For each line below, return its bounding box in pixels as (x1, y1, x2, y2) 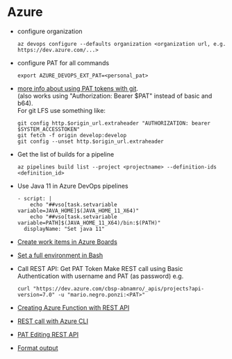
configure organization (17, 27, 83, 35)
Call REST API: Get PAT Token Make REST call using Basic (17, 264, 183, 272)
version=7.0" (17, 291, 56, 298)
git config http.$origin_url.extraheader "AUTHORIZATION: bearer (17, 119, 210, 127)
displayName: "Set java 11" (24, 225, 106, 232)
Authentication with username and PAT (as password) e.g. (17, 272, 184, 280)
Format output (17, 344, 58, 352)
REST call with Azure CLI (17, 317, 89, 325)
